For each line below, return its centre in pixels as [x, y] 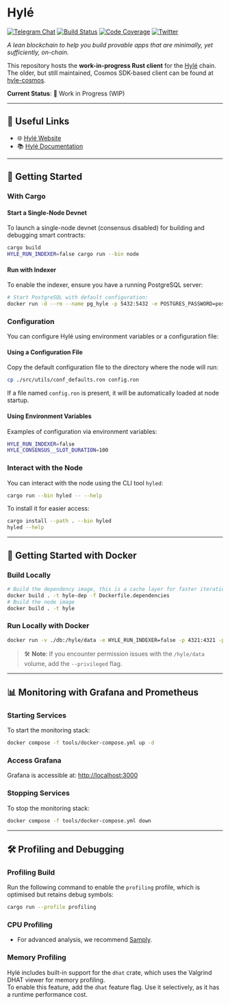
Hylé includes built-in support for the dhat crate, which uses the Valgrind [110, 972]
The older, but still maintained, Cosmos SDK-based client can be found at [110, 73]
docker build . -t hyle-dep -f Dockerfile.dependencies [88, 595]
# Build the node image [41, 602]
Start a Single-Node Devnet [47, 212]
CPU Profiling [30, 925]
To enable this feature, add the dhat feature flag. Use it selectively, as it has [113, 987]
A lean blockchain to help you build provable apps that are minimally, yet [110, 45]
